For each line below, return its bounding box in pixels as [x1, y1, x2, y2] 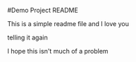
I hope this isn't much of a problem [7, 47, 109, 55]
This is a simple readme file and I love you [7, 20, 129, 27]
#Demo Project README [7, 6, 79, 14]
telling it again [7, 33, 48, 42]
